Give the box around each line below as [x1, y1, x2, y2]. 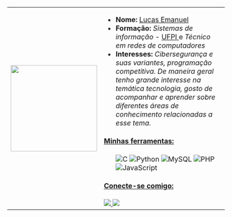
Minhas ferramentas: [104, 136, 175, 146]
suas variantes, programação [115, 58, 212, 68]
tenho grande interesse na [115, 75, 202, 85]
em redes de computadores [115, 41, 206, 50]
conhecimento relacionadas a [115, 110, 213, 119]
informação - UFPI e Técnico [115, 32, 211, 41]
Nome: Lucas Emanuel [115, 15, 189, 24]
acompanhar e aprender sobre [115, 92, 216, 102]
